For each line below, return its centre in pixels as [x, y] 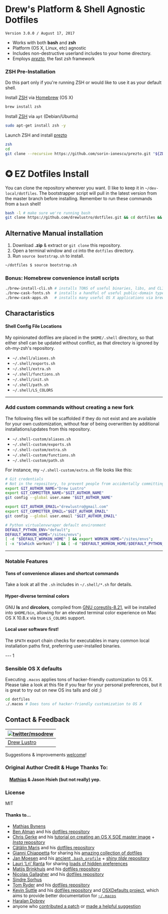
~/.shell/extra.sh [31, 369]
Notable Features [27, 562]
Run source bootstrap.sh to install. [48, 256]
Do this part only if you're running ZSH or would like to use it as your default [83, 83]
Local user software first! [32, 629]
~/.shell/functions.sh [36, 374]
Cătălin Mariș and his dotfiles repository [53, 847]
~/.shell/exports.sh [34, 363]
